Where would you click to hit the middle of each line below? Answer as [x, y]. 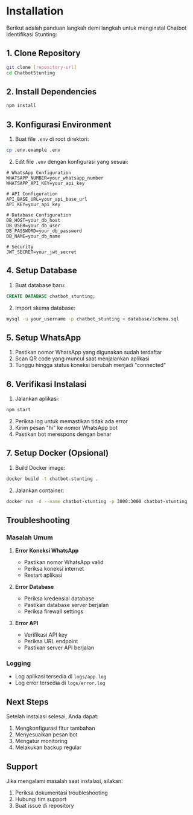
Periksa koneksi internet [54, 569]
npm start [19, 410]
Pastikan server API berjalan [59, 648]
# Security [20, 247]
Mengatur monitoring [41, 741]
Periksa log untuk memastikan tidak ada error [71, 421]
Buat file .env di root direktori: [52, 139]
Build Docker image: [40, 467]
